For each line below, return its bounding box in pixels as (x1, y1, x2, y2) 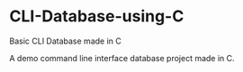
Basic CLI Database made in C (9, 36, 121, 46)
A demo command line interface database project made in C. (9, 52, 236, 63)
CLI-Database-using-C (9, 6, 184, 27)
